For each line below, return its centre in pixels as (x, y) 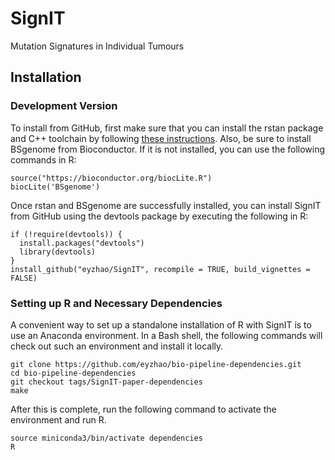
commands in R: (43, 159)
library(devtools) (58, 252)
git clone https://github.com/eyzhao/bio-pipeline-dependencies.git (156, 364)
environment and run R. (58, 419)
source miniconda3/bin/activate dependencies (106, 438)
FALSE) (24, 278)
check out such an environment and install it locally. (117, 346)
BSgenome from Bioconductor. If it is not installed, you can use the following (168, 149)
